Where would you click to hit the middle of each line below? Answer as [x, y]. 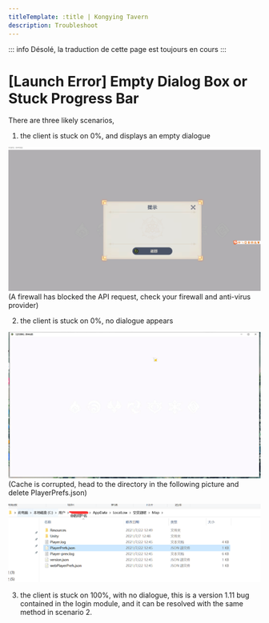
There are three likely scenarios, [61, 121]
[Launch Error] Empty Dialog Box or [128, 81]
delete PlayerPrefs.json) [48, 493]
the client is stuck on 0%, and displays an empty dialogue [115, 136]
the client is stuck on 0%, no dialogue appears [96, 321]
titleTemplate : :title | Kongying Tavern [78, 17]
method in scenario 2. [56, 612]
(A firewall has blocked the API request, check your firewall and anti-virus [130, 297]
